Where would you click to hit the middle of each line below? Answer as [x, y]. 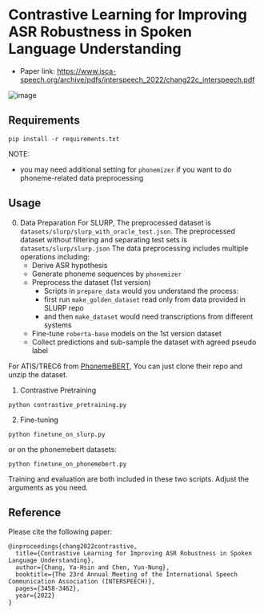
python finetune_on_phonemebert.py [68, 464]
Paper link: [38, 71]
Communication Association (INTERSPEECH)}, [82, 582]
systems [58, 325]
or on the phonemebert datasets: [63, 449]
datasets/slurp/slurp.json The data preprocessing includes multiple [134, 248]
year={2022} [36, 596]
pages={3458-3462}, [48, 589]
